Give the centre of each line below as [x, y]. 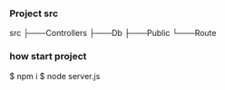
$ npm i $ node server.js [55, 76]
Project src [34, 13]
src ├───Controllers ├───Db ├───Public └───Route [113, 33]
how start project [48, 57]
